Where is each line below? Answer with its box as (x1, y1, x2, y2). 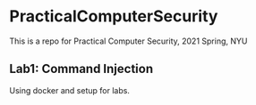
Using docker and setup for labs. (9, 85, 130, 95)
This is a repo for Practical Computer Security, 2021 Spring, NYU (9, 36, 248, 46)
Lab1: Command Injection (9, 61, 154, 77)
